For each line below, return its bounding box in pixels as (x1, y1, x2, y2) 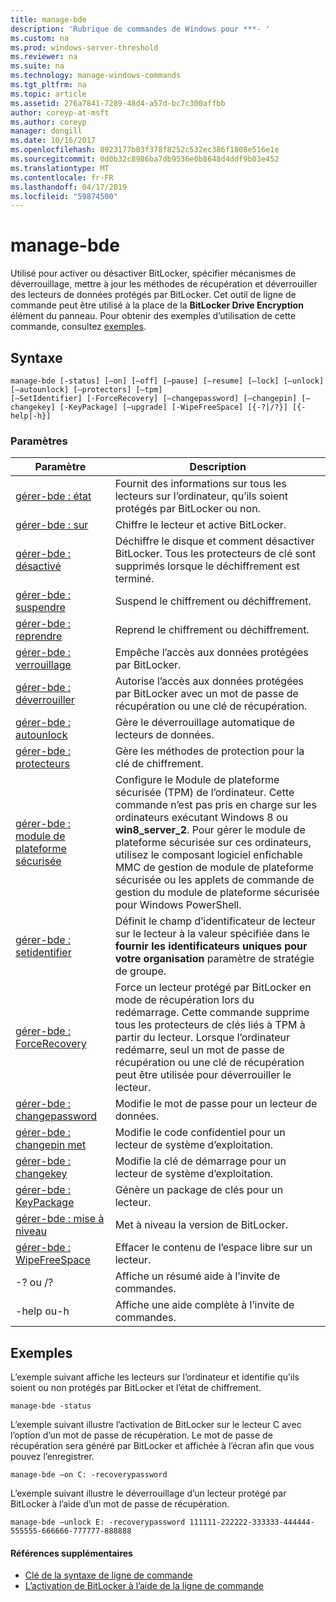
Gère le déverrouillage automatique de (114, 716, 295, 730)
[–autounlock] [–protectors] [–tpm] (10, 385, 163, 395)
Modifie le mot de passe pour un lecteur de (114, 1097, 318, 1111)
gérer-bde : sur (15, 518, 89, 532)
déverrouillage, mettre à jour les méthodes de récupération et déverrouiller (10, 278, 318, 290)
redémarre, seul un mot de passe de (114, 1043, 285, 1057)
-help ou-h (15, 1304, 70, 1318)
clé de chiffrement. (114, 757, 204, 771)
